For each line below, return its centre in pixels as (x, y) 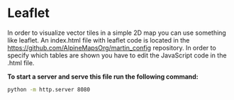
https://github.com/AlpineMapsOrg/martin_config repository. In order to (112, 48)
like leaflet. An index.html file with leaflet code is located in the (99, 40)
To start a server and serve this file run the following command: (103, 77)
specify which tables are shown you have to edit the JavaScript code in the (117, 55)
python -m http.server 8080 (49, 89)
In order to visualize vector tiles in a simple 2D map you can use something (117, 33)
